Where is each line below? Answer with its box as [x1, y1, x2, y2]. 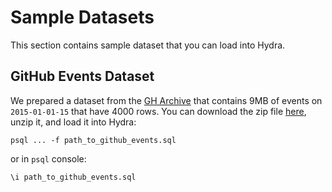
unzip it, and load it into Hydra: [10, 116, 137, 128]
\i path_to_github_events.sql [10, 172, 137, 182]
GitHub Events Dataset [10, 68, 155, 85]
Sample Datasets [10, 6, 155, 29]
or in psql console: [10, 152, 87, 165]
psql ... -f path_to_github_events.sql [10, 135, 177, 145]
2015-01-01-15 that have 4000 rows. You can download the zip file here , [10, 105, 307, 117]
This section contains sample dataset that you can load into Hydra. [10, 39, 286, 51]
